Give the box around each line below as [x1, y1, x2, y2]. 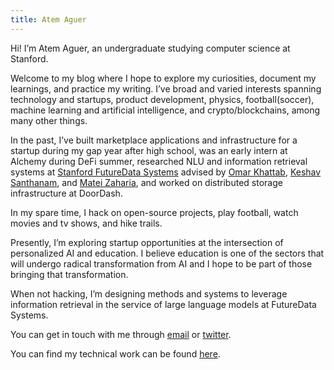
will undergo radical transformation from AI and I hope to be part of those [10, 257, 313, 270]
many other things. [10, 114, 88, 126]
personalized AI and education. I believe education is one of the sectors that [10, 247, 325, 259]
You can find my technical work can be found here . [10, 347, 221, 360]
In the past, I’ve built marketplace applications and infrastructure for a [10, 134, 298, 146]
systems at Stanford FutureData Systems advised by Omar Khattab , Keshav [10, 166, 322, 178]
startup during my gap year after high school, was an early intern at [10, 144, 288, 156]
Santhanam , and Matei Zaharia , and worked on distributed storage [10, 176, 283, 188]
